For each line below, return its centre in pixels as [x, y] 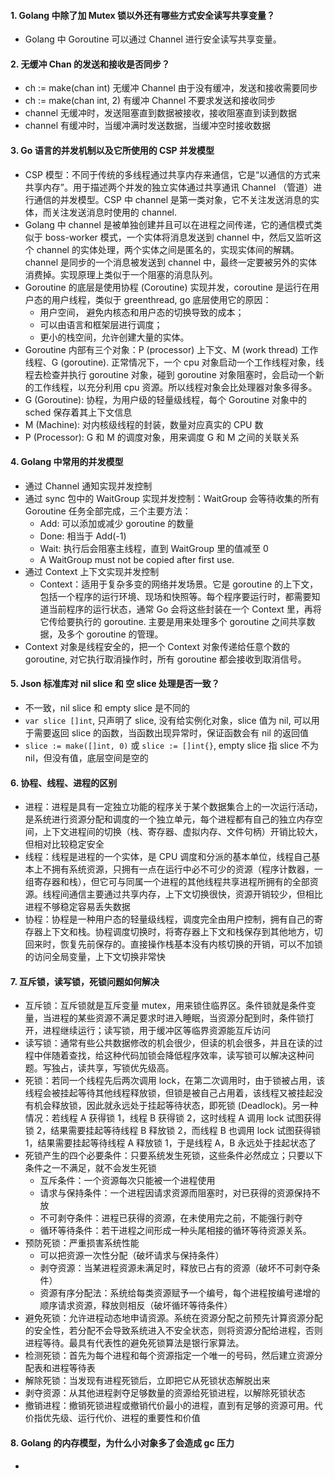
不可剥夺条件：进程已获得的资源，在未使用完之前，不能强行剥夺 [171, 1218]
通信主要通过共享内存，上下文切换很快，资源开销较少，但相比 [195, 894]
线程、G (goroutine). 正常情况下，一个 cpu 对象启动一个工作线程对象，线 [174, 362]
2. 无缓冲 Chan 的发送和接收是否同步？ [90, 64]
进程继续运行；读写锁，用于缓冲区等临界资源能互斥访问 [156, 1031]
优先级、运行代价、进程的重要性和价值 [121, 1418]
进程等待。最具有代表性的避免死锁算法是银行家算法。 [134, 1343]
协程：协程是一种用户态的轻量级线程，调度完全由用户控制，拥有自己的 [169, 919]
